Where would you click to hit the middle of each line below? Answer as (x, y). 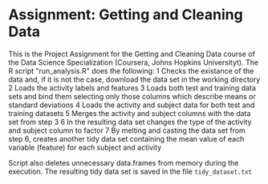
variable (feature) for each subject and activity (85, 147)
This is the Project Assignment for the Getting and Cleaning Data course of (132, 54)
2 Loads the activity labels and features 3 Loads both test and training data (132, 88)
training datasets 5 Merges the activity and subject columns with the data (130, 113)
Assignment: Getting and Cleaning (126, 15)
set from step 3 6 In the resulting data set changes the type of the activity (130, 122)
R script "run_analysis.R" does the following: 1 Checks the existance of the (131, 70)
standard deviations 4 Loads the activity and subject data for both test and (132, 105)
